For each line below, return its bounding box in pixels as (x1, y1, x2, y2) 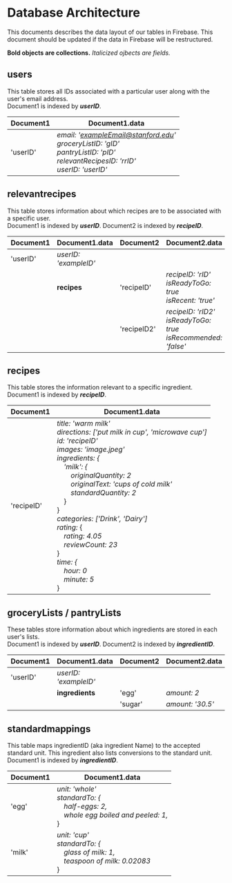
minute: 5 (64, 575, 95, 584)
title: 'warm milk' (57, 419, 110, 428)
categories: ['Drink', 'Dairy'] (57, 514, 148, 524)
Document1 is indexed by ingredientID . (7, 756, 119, 764)
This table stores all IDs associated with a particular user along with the (7, 87, 210, 95)
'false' (166, 341, 186, 351)
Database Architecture (7, 5, 140, 21)
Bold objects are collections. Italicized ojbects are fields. (7, 49, 171, 57)
